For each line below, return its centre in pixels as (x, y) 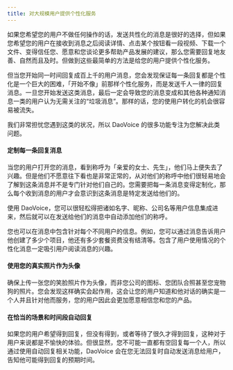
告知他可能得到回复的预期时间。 (53, 360)
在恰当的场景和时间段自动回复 (50, 317)
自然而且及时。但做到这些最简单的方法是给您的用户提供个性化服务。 (116, 60)
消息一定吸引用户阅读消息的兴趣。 (68, 249)
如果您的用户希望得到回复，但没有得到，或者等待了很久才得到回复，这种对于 (116, 334)
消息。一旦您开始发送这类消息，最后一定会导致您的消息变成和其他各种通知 (113, 92)
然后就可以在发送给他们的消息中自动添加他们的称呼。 (95, 217)
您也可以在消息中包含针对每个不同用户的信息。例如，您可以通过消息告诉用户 (116, 231)
